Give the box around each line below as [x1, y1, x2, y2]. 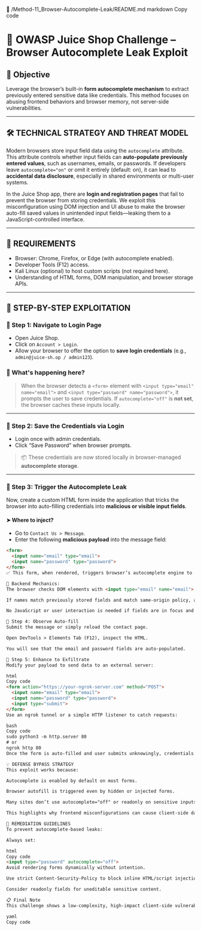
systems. [6, 178, 29, 185]
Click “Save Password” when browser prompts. [14, 442, 132, 449]
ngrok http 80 [6, 745, 42, 751]
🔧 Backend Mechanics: [6, 580, 60, 586]
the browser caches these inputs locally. [20, 401, 121, 408]
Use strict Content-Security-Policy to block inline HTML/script [6, 875, 172, 882]
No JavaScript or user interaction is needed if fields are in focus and [6, 608, 194, 614]
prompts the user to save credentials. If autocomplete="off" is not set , [20, 395, 194, 402]
